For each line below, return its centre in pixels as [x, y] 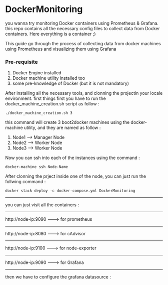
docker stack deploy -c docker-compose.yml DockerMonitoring [70, 191]
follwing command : [25, 182]
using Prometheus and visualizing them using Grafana [61, 49]
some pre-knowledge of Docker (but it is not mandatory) [70, 83]
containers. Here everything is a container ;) [50, 34]
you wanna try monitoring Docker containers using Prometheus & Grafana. [82, 23]
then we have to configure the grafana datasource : [58, 277]
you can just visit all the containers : [42, 205]
